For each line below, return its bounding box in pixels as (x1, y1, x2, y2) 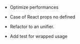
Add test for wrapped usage (9, 33, 68, 39)
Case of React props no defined (9, 14, 76, 19)
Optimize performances (9, 4, 59, 10)
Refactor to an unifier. (9, 23, 55, 29)
